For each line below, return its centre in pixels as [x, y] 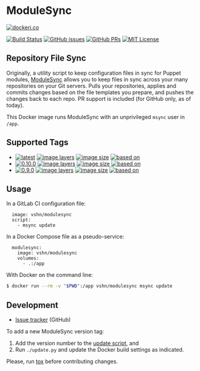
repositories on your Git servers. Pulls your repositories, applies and [91, 86]
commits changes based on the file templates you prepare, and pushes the [100, 92]
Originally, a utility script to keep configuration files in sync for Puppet [94, 73]
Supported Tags [37, 142]
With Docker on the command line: [50, 275]
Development [33, 305]
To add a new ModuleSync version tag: [55, 332]
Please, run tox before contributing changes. [62, 361]
